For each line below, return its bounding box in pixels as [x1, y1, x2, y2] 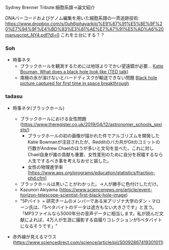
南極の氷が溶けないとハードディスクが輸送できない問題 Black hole [20, 75, 157, 81]
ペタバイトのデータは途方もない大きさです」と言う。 [47, 204, 157, 210]
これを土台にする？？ [60, 32, 105, 38]
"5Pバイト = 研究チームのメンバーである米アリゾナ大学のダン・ [20, 198, 152, 204]
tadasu [5, 93, 23, 100]
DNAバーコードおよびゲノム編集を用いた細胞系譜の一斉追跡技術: [5, 15, 139, 21]
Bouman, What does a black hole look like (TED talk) [20, 69, 129, 75]
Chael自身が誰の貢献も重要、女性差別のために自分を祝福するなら [27, 151, 163, 157]
